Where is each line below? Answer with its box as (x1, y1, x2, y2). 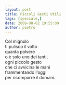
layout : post (5, 7, 31, 12)
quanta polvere (5, 49, 35, 55)
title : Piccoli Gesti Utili (5, 12, 62, 17)
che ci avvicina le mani (5, 64, 51, 70)
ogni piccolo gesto (5, 59, 42, 65)
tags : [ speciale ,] (5, 16, 42, 21)
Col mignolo (5, 38, 29, 44)
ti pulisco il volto (5, 44, 38, 50)
